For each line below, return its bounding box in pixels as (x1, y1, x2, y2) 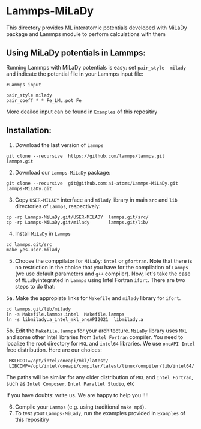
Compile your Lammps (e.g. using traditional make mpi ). (14, 403, 146, 410)
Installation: (6, 125, 52, 136)
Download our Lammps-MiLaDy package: (14, 169, 111, 176)
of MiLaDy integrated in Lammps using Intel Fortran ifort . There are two (14, 276, 185, 283)
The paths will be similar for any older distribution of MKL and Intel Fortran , (6, 373, 194, 380)
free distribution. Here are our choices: (6, 346, 102, 353)
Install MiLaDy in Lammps (14, 230, 71, 237)
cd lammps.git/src (6, 241, 52, 247)
